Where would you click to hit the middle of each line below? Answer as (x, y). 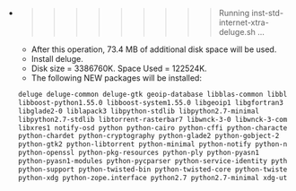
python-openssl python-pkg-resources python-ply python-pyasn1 (139, 153)
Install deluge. (57, 59)
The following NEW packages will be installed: (116, 78)
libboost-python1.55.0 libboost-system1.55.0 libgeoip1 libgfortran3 (151, 102)
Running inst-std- (251, 13)
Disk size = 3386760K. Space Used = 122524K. (119, 68)
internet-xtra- (244, 22)
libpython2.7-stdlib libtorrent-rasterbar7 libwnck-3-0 (124, 119)
